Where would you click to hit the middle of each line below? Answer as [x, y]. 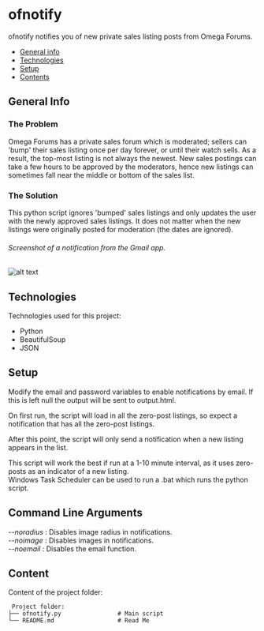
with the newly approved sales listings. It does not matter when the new [125, 221]
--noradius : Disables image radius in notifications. [90, 531]
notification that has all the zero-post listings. [82, 423]
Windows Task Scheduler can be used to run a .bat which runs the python [128, 479]
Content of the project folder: [56, 592]
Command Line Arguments [76, 513]
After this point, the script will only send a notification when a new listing [126, 439]
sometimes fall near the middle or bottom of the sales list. [101, 175]
